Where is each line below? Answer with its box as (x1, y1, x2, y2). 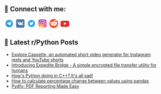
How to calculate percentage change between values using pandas (11, 78, 149, 84)
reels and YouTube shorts (11, 57, 64, 63)
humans (11, 67, 28, 73)
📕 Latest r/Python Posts (4, 38, 79, 47)
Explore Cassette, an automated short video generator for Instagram (11, 51, 151, 57)
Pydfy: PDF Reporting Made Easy (11, 83, 80, 89)
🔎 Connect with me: (4, 5, 66, 13)
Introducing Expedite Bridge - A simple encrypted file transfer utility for (11, 62, 157, 68)
